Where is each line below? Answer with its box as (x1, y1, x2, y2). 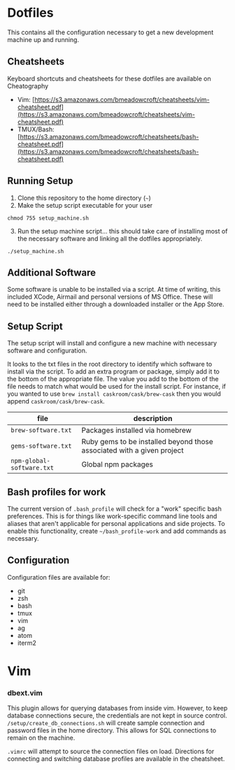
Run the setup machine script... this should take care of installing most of (17, 227, 228, 235)
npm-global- (10, 457, 51, 465)
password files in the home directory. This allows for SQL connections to (7, 726, 217, 735)
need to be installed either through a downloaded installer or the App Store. (7, 300, 225, 308)
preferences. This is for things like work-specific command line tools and (7, 512, 218, 520)
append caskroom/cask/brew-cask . (7, 397, 105, 406)
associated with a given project (81, 445, 184, 455)
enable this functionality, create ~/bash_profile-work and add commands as (7, 527, 227, 535)
